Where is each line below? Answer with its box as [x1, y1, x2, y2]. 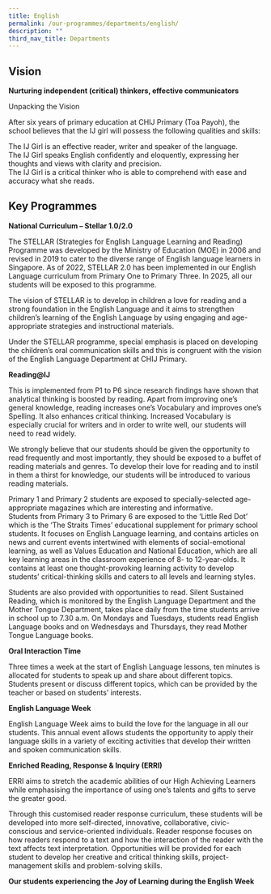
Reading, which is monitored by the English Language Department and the [8, 596, 256, 606]
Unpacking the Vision [8, 102, 80, 112]
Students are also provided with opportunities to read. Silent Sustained [8, 587, 244, 597]
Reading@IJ [8, 369, 51, 379]
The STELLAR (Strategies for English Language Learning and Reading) [8, 236, 243, 246]
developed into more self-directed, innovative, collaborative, [8, 817, 210, 827]
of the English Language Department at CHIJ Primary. [8, 354, 188, 364]
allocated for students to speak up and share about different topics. [8, 670, 233, 680]
